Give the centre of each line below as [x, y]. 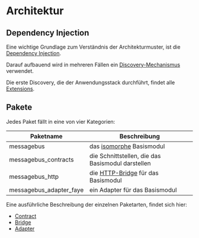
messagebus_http [34, 176]
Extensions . [20, 89]
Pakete [19, 107]
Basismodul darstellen [120, 163]
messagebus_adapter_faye [46, 189]
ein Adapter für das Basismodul [133, 189]
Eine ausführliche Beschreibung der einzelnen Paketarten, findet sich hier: [97, 204]
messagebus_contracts [41, 159]
